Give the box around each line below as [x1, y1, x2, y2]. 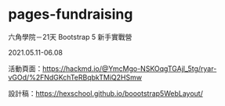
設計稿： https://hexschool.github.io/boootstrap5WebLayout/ [8, 88, 204, 98]
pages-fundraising [8, 5, 133, 23]
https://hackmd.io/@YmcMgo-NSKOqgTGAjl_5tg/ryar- [42, 64, 217, 73]
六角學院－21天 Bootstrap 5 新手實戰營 [8, 32, 132, 41]
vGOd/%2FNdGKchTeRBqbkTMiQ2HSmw [8, 72, 143, 82]
